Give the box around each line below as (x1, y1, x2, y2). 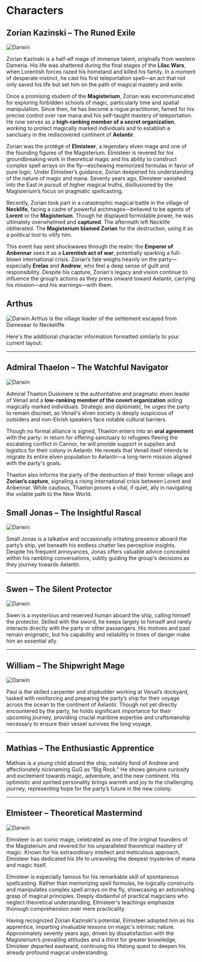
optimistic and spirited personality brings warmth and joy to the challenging (6, 778, 194, 785)
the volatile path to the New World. (6, 490, 92, 497)
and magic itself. (6, 861, 47, 869)
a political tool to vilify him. (6, 231, 73, 238)
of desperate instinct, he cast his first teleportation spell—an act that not (6, 75, 186, 81)
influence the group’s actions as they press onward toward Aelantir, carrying (6, 275, 195, 282)
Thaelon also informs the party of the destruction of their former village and (6, 471, 194, 478)
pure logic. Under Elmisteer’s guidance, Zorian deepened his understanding (6, 168, 194, 175)
